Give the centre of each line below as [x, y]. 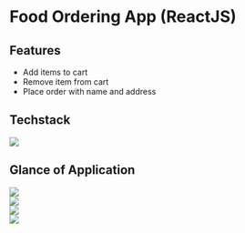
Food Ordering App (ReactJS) [123, 17]
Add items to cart [55, 72]
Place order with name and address [89, 91]
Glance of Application [72, 170]
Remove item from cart [66, 82]
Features [35, 51]
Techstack [40, 120]
